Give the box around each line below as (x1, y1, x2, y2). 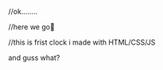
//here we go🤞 (8, 22, 56, 31)
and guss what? (8, 53, 60, 62)
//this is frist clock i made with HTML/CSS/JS (8, 37, 156, 47)
